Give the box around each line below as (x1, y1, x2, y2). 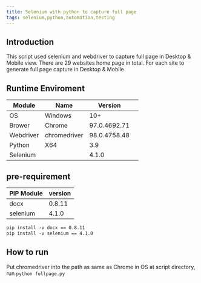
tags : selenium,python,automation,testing (6, 15, 115, 21)
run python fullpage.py (6, 270, 65, 277)
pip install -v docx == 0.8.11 (6, 224, 85, 230)
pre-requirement (6, 171, 71, 181)
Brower (9, 122, 30, 130)
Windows (44, 111, 71, 120)
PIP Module (9, 189, 44, 197)
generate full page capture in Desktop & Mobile (6, 66, 124, 73)
